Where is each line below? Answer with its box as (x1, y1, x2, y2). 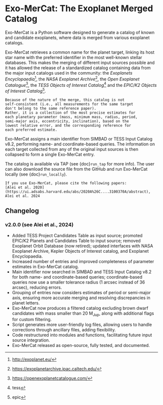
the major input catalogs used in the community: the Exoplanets (5, 70, 132, 76)
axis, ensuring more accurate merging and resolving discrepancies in (12, 295, 150, 301)
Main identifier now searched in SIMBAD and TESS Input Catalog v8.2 (12, 269, 152, 275)
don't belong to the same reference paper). (5, 106, 97, 111)
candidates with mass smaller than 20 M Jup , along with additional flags (12, 310, 154, 317)
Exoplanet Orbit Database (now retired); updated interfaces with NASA (12, 243, 154, 249)
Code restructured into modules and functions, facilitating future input (12, 332, 152, 338)
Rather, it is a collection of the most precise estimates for (5, 110, 136, 115)
